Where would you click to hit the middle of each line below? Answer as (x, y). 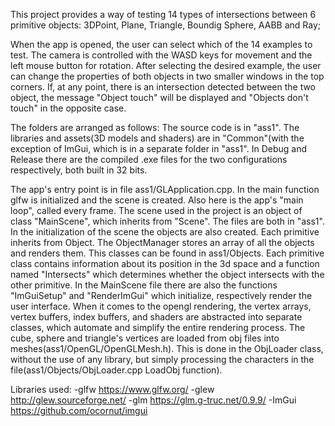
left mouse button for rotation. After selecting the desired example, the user (166, 65)
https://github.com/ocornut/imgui (79, 410)
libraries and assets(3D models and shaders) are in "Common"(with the (157, 138)
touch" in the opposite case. (68, 108)
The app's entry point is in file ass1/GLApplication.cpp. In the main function (165, 189)
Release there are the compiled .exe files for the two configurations (149, 159)
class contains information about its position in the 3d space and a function (165, 263)
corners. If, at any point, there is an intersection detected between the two (163, 87)
